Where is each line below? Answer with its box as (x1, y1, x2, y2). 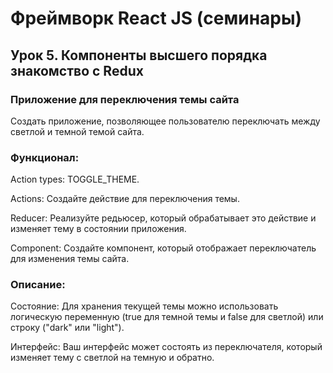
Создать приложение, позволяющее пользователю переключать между (10, 115, 321, 127)
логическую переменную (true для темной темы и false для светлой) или (10, 311, 324, 323)
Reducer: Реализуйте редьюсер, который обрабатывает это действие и (10, 212, 317, 224)
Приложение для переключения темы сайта (10, 92, 240, 106)
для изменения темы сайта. (10, 253, 130, 265)
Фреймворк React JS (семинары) (10, 7, 303, 30)
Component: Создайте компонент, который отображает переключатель (10, 242, 317, 254)
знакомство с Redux (10, 62, 144, 79)
